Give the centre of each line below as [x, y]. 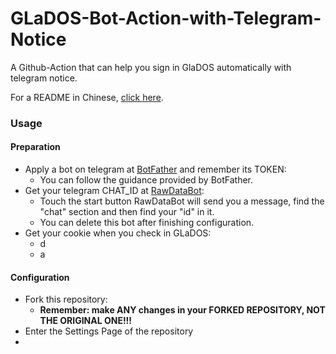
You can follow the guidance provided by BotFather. [146, 180]
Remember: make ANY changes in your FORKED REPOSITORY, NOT [182, 310]
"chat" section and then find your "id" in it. [127, 212]
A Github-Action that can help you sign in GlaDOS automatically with [151, 67]
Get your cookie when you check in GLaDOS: [118, 233]
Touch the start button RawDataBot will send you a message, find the [182, 201]
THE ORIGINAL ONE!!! [86, 321]
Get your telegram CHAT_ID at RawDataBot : [114, 191]
